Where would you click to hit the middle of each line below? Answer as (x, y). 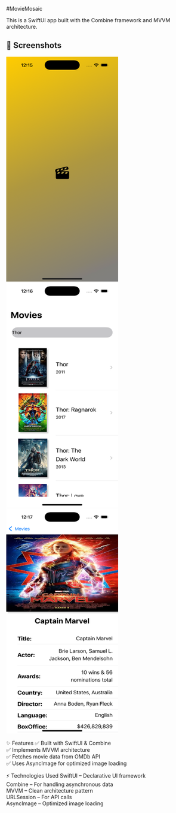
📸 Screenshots (34, 45)
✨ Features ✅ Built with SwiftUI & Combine (59, 743)
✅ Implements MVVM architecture (48, 749)
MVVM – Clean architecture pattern (50, 790)
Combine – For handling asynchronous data (60, 784)
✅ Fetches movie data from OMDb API (53, 756)
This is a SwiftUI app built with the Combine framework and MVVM (88, 20)
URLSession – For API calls (39, 797)
